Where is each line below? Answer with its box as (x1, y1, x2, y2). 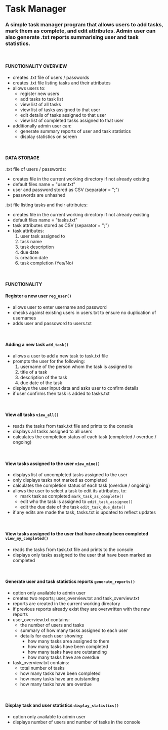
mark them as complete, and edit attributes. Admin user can (5, 27, 156, 34)
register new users (20, 90, 60, 97)
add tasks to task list (20, 96, 63, 102)
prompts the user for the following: (12, 358, 85, 364)
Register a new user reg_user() (5, 293, 72, 299)
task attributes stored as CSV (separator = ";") (12, 222, 109, 228)
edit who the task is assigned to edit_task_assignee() (20, 498, 133, 505)
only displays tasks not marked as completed (12, 477, 107, 483)
